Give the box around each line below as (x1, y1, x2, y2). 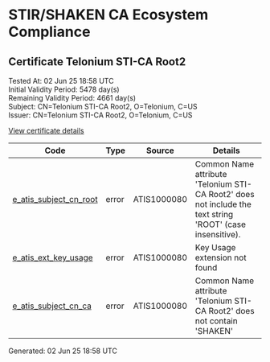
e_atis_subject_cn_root (12, 194, 98, 204)
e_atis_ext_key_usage (12, 252, 94, 263)
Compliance (8, 23, 91, 41)
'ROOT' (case (194, 219, 247, 230)
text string (194, 209, 234, 220)
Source (145, 145, 174, 156)
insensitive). (194, 229, 241, 240)
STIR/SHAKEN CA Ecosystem (8, 6, 209, 24)
